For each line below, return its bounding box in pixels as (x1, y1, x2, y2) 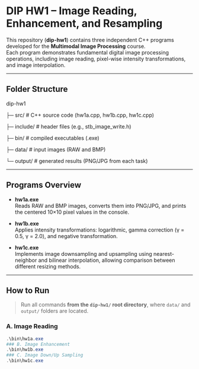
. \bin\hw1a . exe (6, 336, 44, 342)
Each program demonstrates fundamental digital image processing (6, 49, 169, 56)
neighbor (14, 256, 37, 264)
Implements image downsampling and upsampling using (14, 250, 152, 257)
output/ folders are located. (20, 307, 89, 315)
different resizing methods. (14, 262, 81, 270)
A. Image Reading (6, 322, 58, 331)
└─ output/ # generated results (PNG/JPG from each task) (6, 157, 148, 164)
